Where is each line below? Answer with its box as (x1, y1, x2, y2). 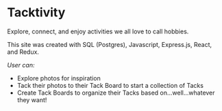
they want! (16, 95, 47, 104)
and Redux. (7, 48, 40, 56)
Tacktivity (7, 5, 66, 20)
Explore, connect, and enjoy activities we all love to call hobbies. (7, 27, 189, 35)
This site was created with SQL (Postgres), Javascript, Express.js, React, (7, 40, 212, 48)
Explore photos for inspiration (16, 74, 101, 82)
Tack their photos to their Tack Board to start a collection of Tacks (16, 81, 204, 89)
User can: (7, 61, 35, 69)
